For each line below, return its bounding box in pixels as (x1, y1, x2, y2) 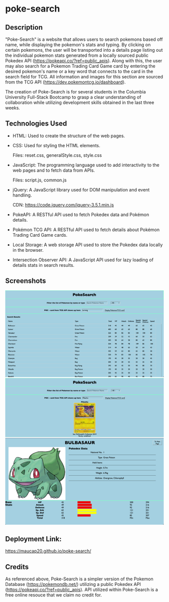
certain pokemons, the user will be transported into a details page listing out (5, 47, 163, 53)
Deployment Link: (5, 535, 62, 543)
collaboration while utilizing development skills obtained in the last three (5, 99, 154, 106)
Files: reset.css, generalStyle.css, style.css (12, 152, 102, 158)
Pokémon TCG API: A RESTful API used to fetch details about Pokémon (12, 227, 160, 233)
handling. (12, 192, 32, 198)
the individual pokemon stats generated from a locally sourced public (5, 52, 149, 58)
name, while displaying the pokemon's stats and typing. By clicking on (5, 42, 151, 48)
